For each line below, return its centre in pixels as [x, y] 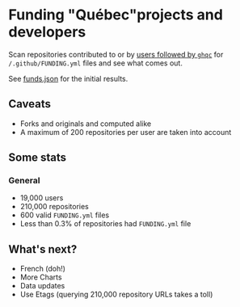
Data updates [42, 286]
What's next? [43, 249]
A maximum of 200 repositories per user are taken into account [126, 132]
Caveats [29, 104]
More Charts [41, 277]
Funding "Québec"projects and [116, 15]
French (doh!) [43, 269]
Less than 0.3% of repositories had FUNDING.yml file [105, 224]
